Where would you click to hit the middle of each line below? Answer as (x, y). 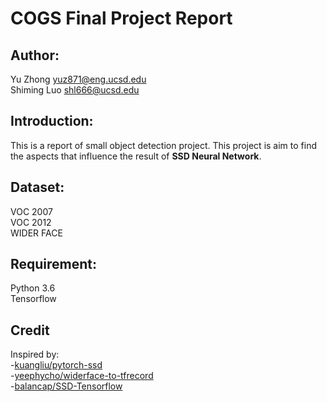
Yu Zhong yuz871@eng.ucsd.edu (78, 79)
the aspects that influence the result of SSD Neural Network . (136, 156)
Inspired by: (35, 354)
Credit (30, 330)
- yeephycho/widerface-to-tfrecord (82, 376)
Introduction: (52, 121)
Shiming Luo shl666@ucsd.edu (75, 90)
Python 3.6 (33, 288)
